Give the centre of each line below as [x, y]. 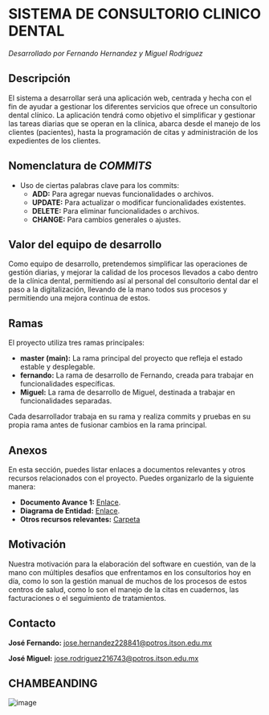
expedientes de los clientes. [55, 141]
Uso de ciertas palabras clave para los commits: [100, 185]
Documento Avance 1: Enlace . [70, 502]
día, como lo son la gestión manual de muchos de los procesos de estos [128, 581]
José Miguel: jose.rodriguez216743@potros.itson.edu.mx [104, 658]
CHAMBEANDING [53, 684]
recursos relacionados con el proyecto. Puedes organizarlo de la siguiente [131, 478]
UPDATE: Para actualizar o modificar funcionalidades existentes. [139, 202]
